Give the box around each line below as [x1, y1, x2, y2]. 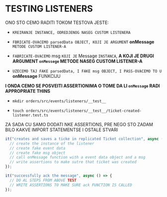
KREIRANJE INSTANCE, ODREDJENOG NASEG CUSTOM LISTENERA [12, 30, 131, 35]
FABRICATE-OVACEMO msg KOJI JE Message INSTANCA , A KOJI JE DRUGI [12, 53, 154, 59]
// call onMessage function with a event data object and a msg [9, 155, 146, 160]
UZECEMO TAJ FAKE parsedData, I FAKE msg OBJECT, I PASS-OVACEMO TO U [12, 68, 162, 74]
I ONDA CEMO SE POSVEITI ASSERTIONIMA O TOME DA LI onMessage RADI [5, 83, 160, 89]
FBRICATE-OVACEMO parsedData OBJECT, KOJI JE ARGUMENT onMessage [12, 38, 155, 45]
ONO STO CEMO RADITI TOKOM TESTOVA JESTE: [5, 19, 109, 25]
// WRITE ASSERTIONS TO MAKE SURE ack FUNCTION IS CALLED [9, 183, 133, 188]
